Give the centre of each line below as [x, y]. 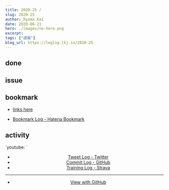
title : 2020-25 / [23, 10]
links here [23, 109]
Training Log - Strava [88, 168]
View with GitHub [88, 182]
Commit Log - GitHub [88, 162]
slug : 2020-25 [20, 15]
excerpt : [14, 33]
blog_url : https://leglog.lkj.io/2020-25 [49, 43]
